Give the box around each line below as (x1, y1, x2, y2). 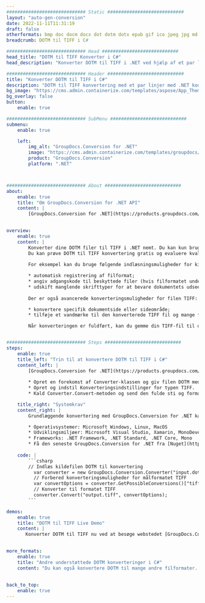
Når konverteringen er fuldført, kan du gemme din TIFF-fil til (28, 323, 195, 330)
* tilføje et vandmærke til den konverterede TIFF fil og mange (28, 312, 195, 318)
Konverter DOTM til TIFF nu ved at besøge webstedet (25, 532, 163, 538)
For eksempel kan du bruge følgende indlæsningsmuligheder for (28, 262, 192, 268)
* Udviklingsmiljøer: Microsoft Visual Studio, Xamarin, (28, 430, 176, 436)
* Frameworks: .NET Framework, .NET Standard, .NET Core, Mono (28, 435, 192, 441)
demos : (6, 508, 23, 515)
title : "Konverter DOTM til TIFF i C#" (6, 76, 108, 82)
